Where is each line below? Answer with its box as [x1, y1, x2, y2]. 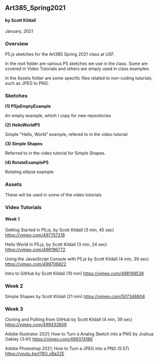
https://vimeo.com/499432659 [5, 322, 67, 328]
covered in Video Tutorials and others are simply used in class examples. [5, 65, 150, 72]
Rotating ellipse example [5, 169, 54, 175]
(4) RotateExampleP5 [5, 160, 49, 165]
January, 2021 [5, 28, 33, 34]
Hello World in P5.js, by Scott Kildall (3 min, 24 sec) [5, 241, 107, 247]
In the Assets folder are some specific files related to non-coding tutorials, [5, 75, 153, 81]
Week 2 [5, 283, 23, 289]
